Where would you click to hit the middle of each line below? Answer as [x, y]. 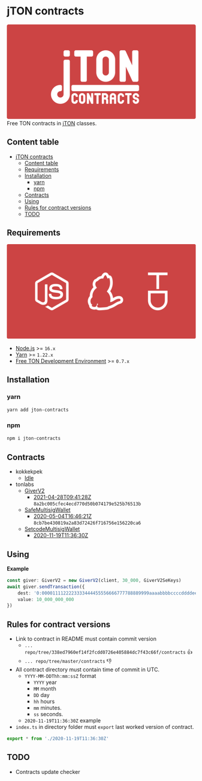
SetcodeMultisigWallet [52, 529]
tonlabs [25, 485]
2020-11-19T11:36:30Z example [63, 720]
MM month [45, 689]
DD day [41, 695]
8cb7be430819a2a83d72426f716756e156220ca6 [87, 523]
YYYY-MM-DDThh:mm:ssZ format [60, 676]
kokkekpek [29, 471]
